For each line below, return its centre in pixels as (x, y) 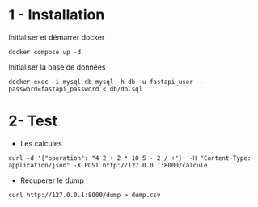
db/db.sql (126, 89)
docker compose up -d (45, 52)
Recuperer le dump (52, 180)
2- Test (33, 121)
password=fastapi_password (54, 89)
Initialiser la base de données (57, 67)
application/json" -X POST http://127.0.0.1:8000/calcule (108, 165)
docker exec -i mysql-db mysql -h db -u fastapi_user (101, 82)
